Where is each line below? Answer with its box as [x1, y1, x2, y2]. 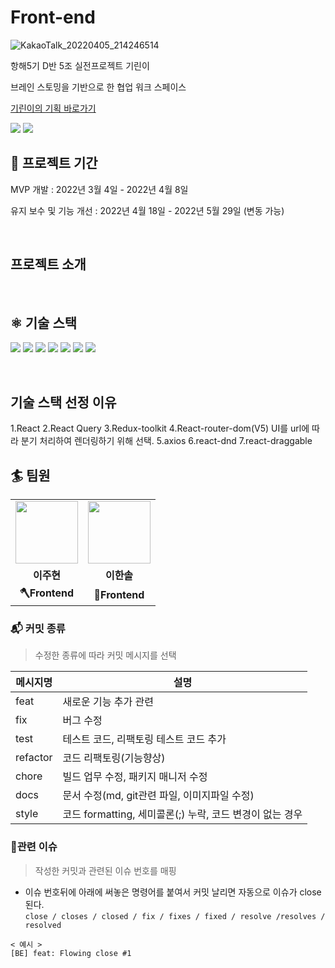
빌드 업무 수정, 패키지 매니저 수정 [62, 770, 208, 784]
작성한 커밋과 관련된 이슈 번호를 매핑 [34, 864, 177, 876]
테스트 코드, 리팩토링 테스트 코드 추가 [62, 732, 227, 746]
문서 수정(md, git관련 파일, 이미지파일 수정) [62, 789, 255, 803]
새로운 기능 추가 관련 [62, 695, 154, 709]
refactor [15, 751, 53, 765]
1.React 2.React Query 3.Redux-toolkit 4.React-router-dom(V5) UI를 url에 [10, 422, 310, 435]
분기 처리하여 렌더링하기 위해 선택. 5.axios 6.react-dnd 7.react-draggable [20, 435, 313, 447]
